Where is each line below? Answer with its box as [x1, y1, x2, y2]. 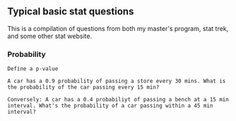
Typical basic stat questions [7, 6, 134, 18]
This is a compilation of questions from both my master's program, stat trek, [7, 24, 229, 32]
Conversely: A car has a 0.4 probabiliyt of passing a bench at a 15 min [7, 96, 230, 103]
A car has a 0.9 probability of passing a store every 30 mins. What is [7, 77, 226, 85]
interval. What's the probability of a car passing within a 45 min [7, 102, 213, 110]
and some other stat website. [7, 32, 93, 40]
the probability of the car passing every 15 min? [7, 84, 160, 91]
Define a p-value [7, 65, 59, 72]
